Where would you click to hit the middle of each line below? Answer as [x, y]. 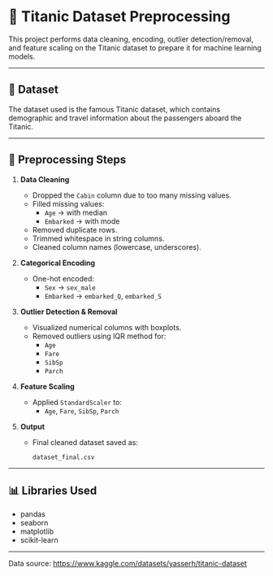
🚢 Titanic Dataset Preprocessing [119, 17]
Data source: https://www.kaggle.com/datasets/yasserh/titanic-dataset [128, 564]
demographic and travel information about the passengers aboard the [125, 118]
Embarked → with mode [82, 221]
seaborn [34, 523]
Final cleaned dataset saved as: [85, 442]
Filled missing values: [68, 203]
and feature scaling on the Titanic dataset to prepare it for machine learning [135, 47]
